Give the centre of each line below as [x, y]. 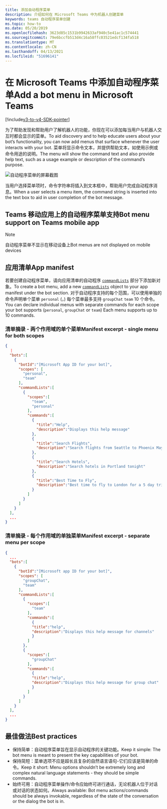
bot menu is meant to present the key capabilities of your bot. [75, 755]
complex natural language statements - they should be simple [76, 773]
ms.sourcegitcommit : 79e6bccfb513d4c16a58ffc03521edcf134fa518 [72, 38]
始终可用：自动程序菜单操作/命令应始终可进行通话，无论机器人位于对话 [85, 784]
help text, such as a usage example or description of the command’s [75, 160]
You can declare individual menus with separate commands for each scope [82, 304]
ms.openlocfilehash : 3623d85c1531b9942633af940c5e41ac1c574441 [72, 33]
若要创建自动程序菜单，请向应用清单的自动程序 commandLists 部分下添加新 [81, 280]
